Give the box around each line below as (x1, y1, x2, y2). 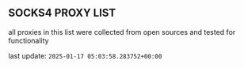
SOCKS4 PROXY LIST (8, 6, 116, 20)
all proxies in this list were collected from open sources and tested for (8, 27, 236, 36)
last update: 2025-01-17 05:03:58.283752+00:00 (8, 51, 162, 60)
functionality (8, 36, 49, 45)
